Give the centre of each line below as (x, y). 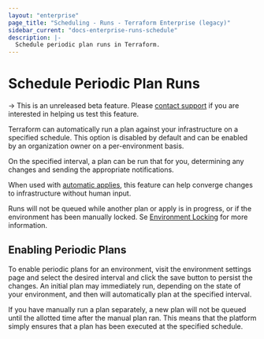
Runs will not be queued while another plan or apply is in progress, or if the (130, 209)
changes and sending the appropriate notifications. (91, 169)
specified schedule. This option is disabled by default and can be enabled (128, 138)
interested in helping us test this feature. (74, 114)
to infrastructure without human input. (70, 193)
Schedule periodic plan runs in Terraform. (87, 45)
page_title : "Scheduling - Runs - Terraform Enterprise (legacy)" (119, 23)
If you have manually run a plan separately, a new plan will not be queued (127, 309)
